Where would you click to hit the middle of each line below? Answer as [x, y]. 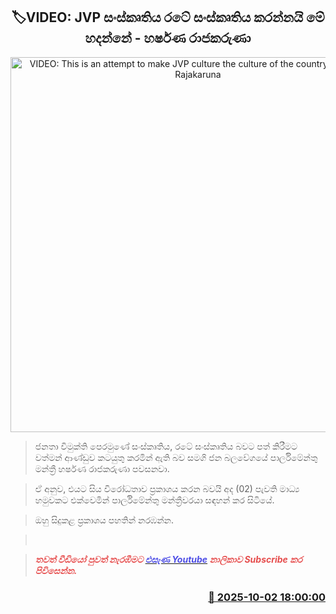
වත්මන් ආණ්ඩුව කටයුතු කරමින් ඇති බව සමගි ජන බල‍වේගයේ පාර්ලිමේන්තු [176, 457]
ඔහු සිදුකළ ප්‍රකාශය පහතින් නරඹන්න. [104, 520]
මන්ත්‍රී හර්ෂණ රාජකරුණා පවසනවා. [102, 468]
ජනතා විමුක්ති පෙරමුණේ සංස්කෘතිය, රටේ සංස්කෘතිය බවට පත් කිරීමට [166, 446]
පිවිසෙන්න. [56, 570]
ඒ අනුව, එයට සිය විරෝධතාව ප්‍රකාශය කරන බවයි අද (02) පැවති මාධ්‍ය [167, 488]
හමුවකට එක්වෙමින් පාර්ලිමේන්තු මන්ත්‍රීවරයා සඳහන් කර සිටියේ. [154, 500]
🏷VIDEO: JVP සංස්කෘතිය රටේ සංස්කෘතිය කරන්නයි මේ [168, 17]
